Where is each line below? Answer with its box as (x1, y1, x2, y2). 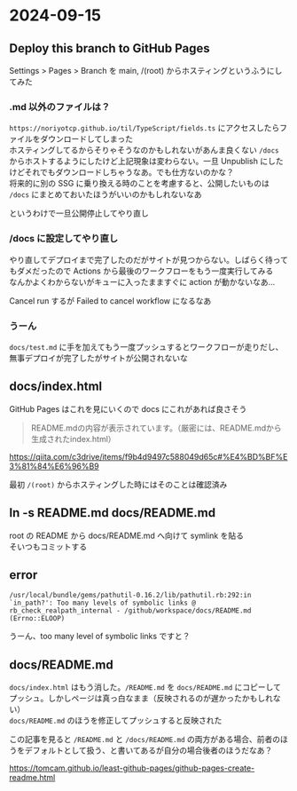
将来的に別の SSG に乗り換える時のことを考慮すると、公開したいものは (9, 178, 270, 189)
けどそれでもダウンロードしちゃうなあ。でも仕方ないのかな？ (9, 167, 235, 178)
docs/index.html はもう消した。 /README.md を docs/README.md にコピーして (9, 682, 282, 692)
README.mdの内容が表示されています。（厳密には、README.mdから (30, 423, 282, 433)
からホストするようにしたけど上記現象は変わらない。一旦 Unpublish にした (9, 156, 284, 167)
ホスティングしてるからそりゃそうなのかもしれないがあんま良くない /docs (9, 145, 279, 155)
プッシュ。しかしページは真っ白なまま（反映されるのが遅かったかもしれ (9, 693, 273, 704)
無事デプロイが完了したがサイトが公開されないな (9, 352, 188, 363)
